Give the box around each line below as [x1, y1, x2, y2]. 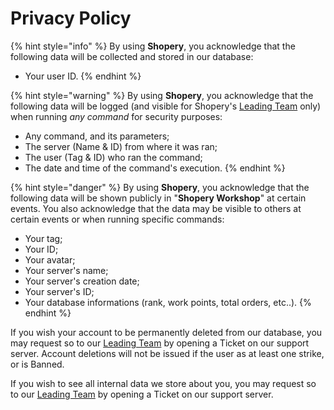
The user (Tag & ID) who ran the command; [24, 151, 203, 163]
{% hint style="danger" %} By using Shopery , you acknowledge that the [10, 181, 310, 193]
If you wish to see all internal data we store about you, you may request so [10, 377, 317, 389]
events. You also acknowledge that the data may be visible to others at [10, 202, 302, 214]
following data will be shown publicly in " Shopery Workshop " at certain [10, 192, 307, 204]
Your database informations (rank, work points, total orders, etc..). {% [24, 296, 312, 308]
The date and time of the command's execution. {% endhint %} [24, 162, 286, 174]
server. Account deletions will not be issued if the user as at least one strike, [10, 347, 325, 359]
